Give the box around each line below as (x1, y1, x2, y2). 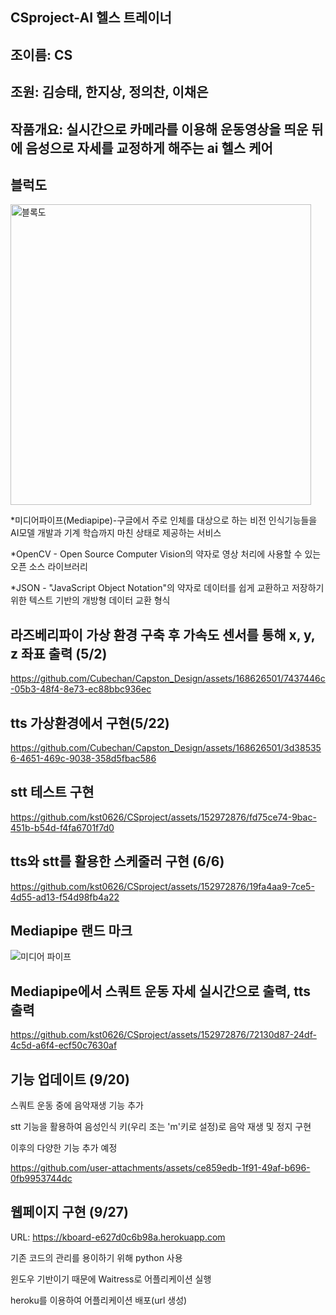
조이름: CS (10, 46, 73, 63)
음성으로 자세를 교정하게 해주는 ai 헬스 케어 (25, 139, 273, 157)
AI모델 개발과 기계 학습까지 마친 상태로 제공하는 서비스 (10, 527, 222, 539)
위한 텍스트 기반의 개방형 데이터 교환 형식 (10, 594, 171, 607)
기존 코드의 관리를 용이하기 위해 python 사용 (10, 1251, 183, 1263)
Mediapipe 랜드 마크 (10, 923, 133, 940)
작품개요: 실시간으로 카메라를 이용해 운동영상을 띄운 (10, 121, 309, 138)
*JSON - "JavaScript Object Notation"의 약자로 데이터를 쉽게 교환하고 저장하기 (10, 582, 325, 594)
